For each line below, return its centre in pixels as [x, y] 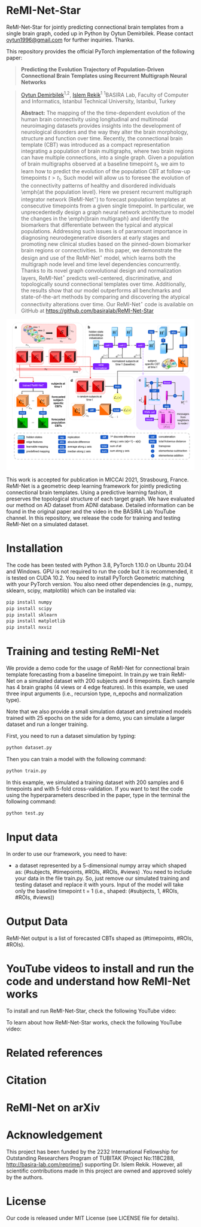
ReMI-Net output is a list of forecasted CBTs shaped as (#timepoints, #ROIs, [100, 938]
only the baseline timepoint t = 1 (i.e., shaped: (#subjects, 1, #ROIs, [97, 891]
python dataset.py [29, 748]
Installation [35, 548]
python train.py [26, 771]
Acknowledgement [54, 1135]
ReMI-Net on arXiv [53, 1108]
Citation [26, 1080]
